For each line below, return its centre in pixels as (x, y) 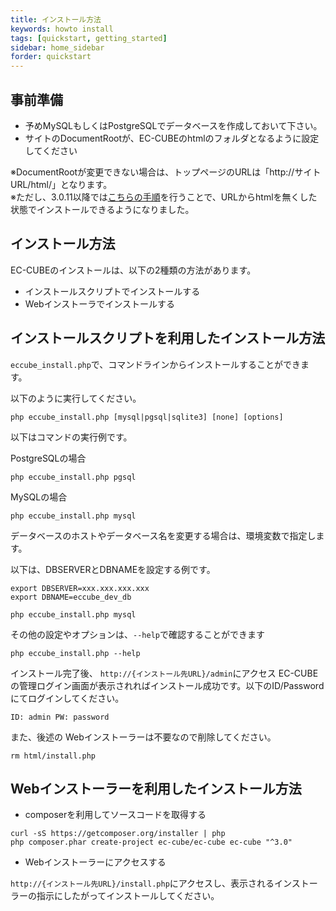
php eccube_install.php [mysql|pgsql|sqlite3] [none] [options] (147, 417)
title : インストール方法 (56, 19)
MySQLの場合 (39, 497)
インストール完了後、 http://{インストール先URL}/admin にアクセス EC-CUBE (164, 673)
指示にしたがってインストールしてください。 (128, 896)
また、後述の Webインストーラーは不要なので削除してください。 (143, 737)
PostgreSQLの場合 (48, 458)
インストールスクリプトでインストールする (112, 291)
